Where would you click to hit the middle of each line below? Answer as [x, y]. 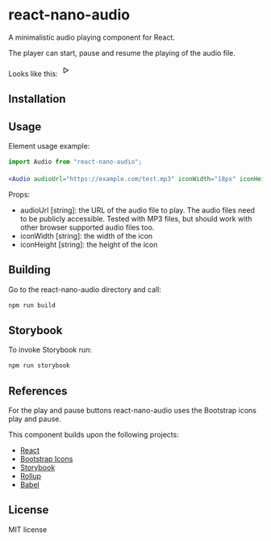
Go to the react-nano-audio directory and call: [85, 290]
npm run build [32, 305]
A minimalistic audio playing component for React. [92, 37]
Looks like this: [33, 74]
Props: [19, 194]
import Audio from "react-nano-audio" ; [75, 162]
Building [29, 270]
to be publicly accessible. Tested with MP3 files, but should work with [136, 218]
